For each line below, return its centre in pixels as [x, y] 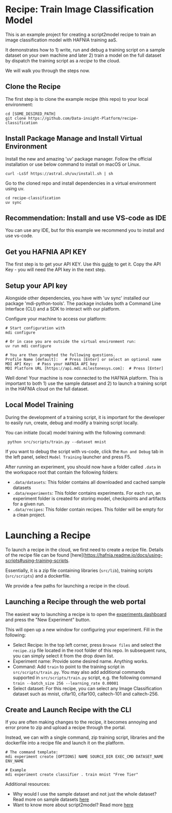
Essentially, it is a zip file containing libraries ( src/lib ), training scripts [79, 570]
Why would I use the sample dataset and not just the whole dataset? [85, 794]
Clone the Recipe [33, 87]
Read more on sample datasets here [51, 800]
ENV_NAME [15, 761]
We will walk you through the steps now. [48, 71]
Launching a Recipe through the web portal [76, 602]
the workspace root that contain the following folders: [62, 472]
